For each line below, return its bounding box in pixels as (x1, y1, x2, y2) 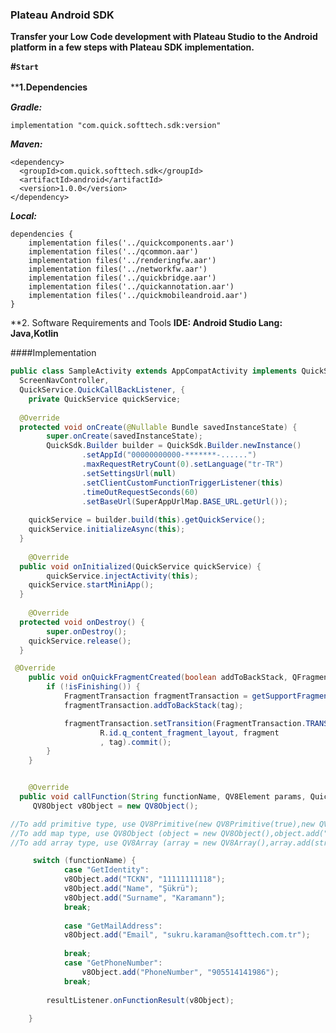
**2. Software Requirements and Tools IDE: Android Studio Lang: (10, 317, 283, 329)
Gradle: (10, 101, 43, 113)
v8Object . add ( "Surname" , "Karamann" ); (63, 893, 226, 903)
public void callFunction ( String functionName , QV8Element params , (19, 792, 307, 802)
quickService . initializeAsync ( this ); (28, 524, 186, 535)
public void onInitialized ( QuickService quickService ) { (19, 561, 262, 572)
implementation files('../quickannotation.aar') (28, 282, 235, 292)
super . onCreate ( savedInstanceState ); (46, 431, 203, 442)
